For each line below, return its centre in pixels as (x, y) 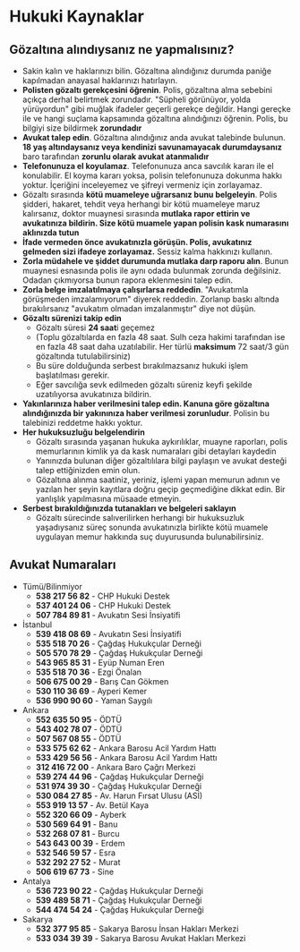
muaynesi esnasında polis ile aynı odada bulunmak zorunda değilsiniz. (152, 271)
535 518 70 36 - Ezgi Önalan (88, 672)
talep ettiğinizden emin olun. (88, 470)
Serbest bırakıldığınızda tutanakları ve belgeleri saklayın (129, 508)
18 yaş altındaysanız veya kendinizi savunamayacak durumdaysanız (152, 147)
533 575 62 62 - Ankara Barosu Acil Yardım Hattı (126, 748)
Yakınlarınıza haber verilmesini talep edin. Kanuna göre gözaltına (146, 404)
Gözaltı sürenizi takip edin (72, 318)
